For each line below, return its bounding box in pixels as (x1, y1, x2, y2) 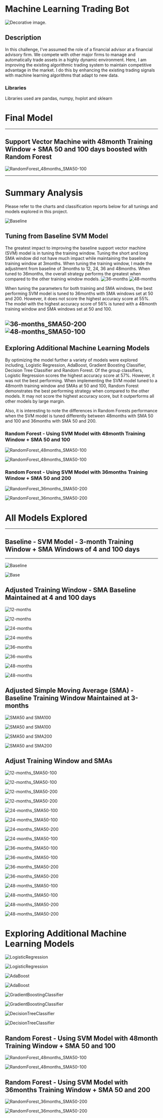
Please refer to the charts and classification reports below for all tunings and (5, 203, 158, 209)
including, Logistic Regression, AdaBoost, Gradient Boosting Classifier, (5, 362, 147, 368)
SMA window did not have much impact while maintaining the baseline (5, 255, 147, 261)
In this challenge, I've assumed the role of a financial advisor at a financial (5, 46, 153, 52)
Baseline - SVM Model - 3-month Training (5, 538, 134, 546)
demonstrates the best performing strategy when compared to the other (5, 388, 149, 394)
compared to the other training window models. (5, 276, 100, 282)
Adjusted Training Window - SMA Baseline (5, 586, 136, 594)
